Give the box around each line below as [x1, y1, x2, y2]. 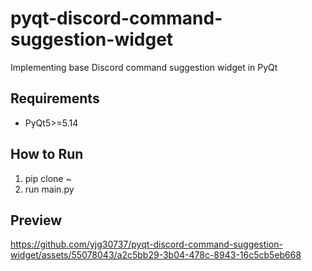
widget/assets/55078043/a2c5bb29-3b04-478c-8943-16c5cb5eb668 [10, 249, 302, 261]
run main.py [24, 183, 75, 195]
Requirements [10, 90, 100, 107]
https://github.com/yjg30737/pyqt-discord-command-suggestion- [10, 238, 283, 251]
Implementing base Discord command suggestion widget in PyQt [10, 61, 278, 73]
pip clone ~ [24, 172, 72, 184]
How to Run [10, 146, 84, 163]
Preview [10, 212, 63, 229]
